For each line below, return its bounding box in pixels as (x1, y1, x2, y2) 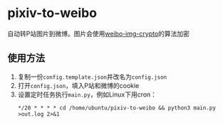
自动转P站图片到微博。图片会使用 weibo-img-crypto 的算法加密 (7, 29, 190, 38)
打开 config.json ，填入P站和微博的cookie (17, 81, 140, 89)
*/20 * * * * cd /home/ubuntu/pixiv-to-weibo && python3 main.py (17, 104, 216, 112)
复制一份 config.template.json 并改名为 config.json (17, 72, 167, 81)
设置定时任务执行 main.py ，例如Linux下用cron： (17, 90, 157, 99)
